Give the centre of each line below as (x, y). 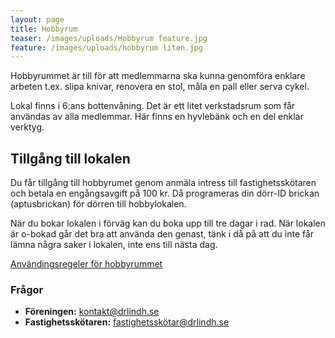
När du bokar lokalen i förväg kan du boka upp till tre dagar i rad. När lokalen (168, 223)
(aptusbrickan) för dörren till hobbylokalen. (98, 204)
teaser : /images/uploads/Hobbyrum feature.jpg (109, 38)
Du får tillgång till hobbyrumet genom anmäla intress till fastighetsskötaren (163, 183)
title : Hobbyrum (44, 29)
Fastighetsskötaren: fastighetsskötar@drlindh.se (127, 322)
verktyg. (27, 127)
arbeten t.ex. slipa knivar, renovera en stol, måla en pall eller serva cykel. (160, 87)
